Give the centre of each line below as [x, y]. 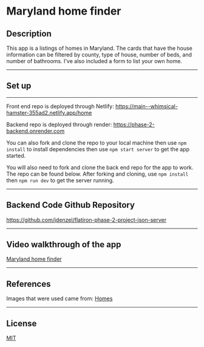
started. [16, 156]
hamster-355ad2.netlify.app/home [49, 112]
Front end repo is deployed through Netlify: [60, 106]
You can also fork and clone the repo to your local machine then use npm [97, 143]
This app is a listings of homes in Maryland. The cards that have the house [100, 48]
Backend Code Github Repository [71, 205]
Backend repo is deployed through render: [59, 124]
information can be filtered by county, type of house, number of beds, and [99, 55]
